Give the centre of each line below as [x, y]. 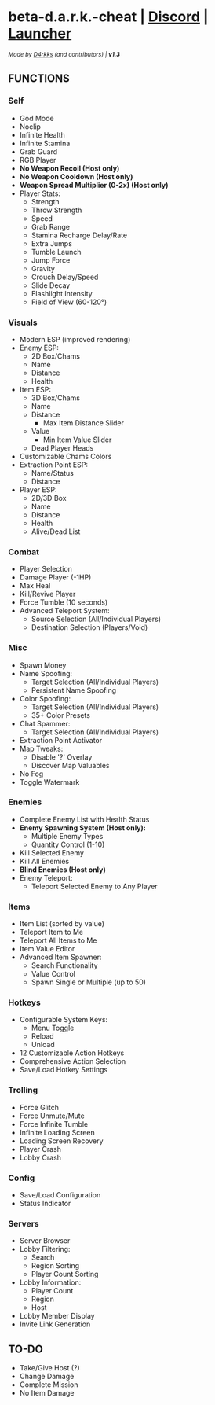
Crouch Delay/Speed [65, 277]
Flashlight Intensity [62, 293]
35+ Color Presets [60, 715]
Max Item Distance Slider [83, 423]
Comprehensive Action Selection [73, 1061]
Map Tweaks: [41, 748]
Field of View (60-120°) [69, 302]
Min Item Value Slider [77, 440]
